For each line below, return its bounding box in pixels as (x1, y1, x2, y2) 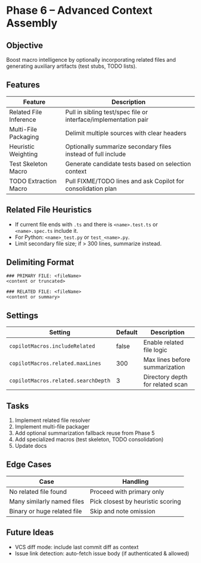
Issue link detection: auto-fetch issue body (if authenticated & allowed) (14, 550, 190, 557)
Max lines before (143, 355, 190, 364)
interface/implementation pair (65, 115, 149, 124)
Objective (6, 40, 44, 50)
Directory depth (143, 373, 188, 381)
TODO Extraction (9, 176, 57, 185)
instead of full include (65, 149, 126, 158)
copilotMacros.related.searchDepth (9, 378, 111, 384)
